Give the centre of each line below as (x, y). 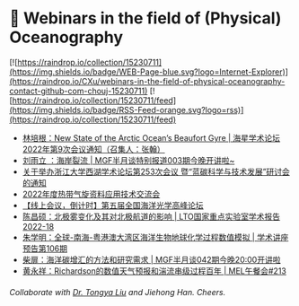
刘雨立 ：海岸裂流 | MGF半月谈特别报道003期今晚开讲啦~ (128, 160)
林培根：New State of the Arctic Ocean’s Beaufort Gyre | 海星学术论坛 (151, 137)
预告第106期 (45, 248)
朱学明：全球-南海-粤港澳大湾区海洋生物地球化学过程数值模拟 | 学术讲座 (155, 237)
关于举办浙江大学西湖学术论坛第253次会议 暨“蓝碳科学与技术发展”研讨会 (156, 171)
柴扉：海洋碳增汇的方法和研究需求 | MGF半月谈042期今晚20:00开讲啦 (151, 259)
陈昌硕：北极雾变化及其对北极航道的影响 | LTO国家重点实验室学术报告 (151, 216)
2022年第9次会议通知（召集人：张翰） (93, 149)
